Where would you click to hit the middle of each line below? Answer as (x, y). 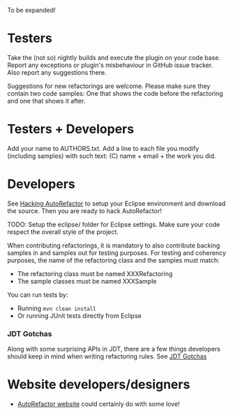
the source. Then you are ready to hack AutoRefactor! (84, 211)
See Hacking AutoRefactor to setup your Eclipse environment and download (116, 203)
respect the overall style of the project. (63, 232)
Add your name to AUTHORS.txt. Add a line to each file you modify (103, 148)
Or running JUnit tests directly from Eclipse (79, 315)
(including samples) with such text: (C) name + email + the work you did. (112, 156)
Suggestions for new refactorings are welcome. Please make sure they (109, 86)
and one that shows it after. (46, 101)
